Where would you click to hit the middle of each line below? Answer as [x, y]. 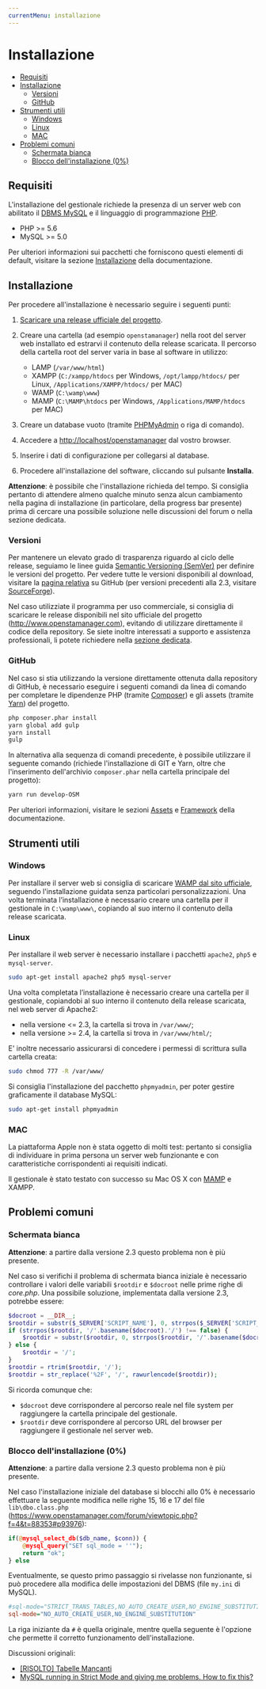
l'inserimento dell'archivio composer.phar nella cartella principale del [119, 772]
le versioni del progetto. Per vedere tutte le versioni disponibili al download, [131, 574]
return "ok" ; [44, 1553]
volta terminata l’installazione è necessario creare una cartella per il [118, 900]
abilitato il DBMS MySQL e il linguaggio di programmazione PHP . [113, 213]
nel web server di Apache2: [53, 1010]
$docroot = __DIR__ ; [42, 1315]
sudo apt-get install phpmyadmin [63, 1109]
